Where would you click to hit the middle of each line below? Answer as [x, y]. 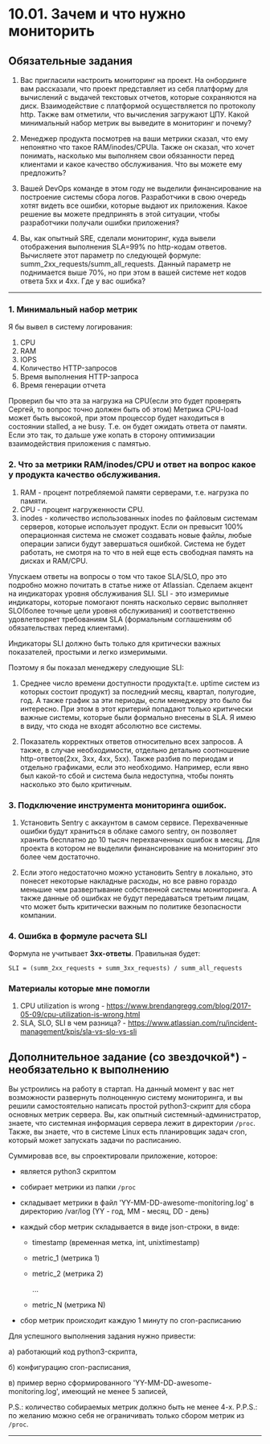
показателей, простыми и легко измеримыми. [88, 652]
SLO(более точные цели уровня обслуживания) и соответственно [122, 610]
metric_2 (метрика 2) [67, 1274]
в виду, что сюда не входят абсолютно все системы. [111, 726]
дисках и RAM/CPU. [54, 561]
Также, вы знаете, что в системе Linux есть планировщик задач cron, [128, 1132]
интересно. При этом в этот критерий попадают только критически [136, 709]
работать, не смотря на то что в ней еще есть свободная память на [137, 552]
